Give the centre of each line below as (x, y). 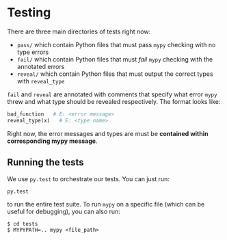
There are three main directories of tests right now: (79, 31)
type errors (33, 52)
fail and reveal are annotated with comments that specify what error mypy (112, 94)
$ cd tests (23, 224)
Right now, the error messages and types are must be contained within (108, 133)
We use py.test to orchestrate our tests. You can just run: (88, 178)
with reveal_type (41, 81)
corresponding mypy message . (52, 141)
